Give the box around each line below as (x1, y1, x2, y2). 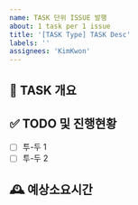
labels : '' (9, 38, 51, 48)
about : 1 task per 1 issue (9, 22, 111, 31)
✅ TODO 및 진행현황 (9, 116, 117, 131)
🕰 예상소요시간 (9, 182, 93, 197)
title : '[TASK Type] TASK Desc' (9, 30, 131, 39)
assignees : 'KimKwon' (9, 47, 91, 56)
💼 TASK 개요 (9, 82, 77, 98)
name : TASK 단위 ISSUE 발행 (9, 13, 107, 23)
